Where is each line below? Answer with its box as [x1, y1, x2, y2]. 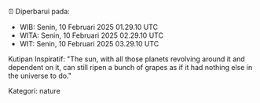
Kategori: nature [8, 86, 60, 95]
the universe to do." [8, 71, 72, 80]
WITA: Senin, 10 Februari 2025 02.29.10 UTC [19, 31, 163, 40]
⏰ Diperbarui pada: [8, 7, 71, 16]
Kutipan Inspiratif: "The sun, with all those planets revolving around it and [8, 54, 245, 64]
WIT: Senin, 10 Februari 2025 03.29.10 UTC [19, 39, 159, 48]
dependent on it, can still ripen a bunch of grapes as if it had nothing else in [8, 63, 253, 72]
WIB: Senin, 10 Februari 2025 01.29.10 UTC [19, 23, 159, 31]
